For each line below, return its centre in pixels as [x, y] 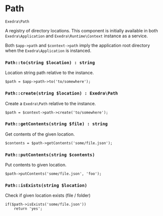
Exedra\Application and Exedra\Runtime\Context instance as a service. [77, 36]
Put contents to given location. [36, 165]
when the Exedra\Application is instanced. [48, 50]
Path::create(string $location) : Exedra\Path [62, 93]
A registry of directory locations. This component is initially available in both [81, 30]
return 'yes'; [28, 209]
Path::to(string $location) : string [50, 62]
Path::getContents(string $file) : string [56, 124]
